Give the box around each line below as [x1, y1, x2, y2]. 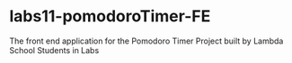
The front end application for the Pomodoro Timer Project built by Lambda [9, 35, 284, 46]
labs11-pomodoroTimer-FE [9, 6, 211, 27]
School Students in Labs [9, 44, 100, 55]
